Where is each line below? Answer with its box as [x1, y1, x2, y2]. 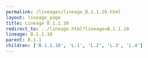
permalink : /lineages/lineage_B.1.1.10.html [6, 8, 121, 15]
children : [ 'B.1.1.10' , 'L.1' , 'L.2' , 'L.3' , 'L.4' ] [6, 43, 143, 49]
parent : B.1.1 [6, 37, 42, 43]
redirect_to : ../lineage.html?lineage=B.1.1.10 [6, 25, 130, 32]
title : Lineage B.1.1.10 [6, 20, 69, 26]
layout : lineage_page [6, 14, 61, 21]
